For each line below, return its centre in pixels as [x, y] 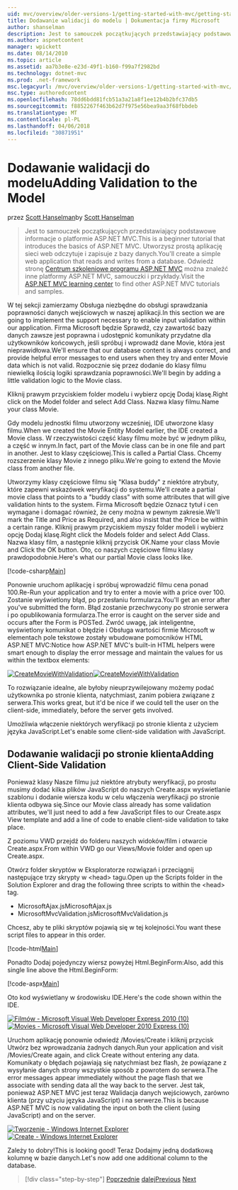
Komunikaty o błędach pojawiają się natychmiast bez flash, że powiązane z [117, 1063]
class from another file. [41, 468]
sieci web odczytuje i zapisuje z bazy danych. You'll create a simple [123, 254]
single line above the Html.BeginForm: [63, 970]
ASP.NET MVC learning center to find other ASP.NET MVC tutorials [122, 284]
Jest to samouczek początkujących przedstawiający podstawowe [120, 231]
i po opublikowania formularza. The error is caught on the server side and [114, 615]
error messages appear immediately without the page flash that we [105, 1078]
